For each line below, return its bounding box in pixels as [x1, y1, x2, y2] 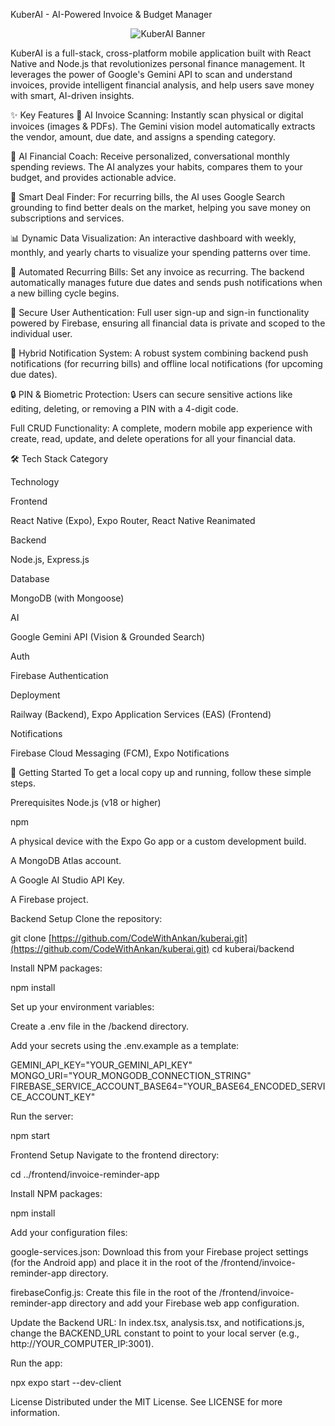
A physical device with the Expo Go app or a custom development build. [10, 835, 307, 847]
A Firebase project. [10, 894, 89, 905]
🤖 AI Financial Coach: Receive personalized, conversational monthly [10, 150, 290, 162]
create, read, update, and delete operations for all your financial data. [10, 433, 297, 444]
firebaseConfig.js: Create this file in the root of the [10, 1287, 217, 1298]
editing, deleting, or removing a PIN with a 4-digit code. [10, 403, 239, 414]
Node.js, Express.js [10, 554, 90, 565]
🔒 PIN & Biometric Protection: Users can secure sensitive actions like [10, 389, 293, 400]
